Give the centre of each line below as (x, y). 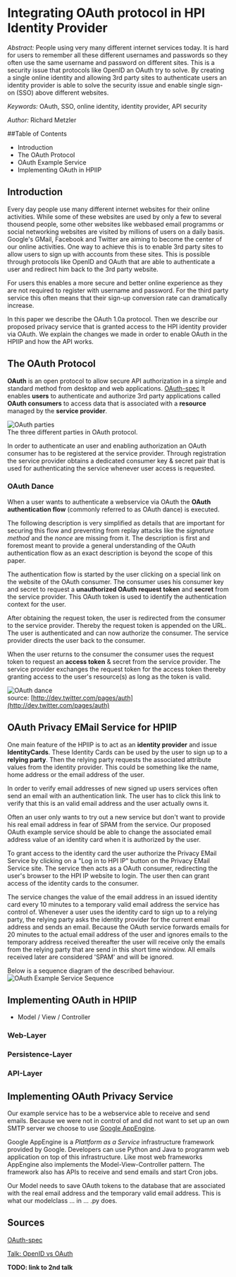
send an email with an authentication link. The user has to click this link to (114, 795)
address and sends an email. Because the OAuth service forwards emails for (118, 927)
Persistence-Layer (40, 1055)
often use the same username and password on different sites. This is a (111, 62)
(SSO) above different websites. (63, 93)
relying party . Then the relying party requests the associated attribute (109, 759)
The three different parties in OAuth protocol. (73, 432)
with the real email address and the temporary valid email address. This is (114, 1193)
